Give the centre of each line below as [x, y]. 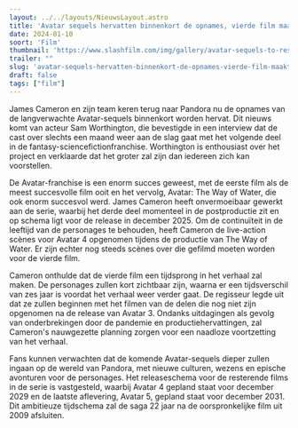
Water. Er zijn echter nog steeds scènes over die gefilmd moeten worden [142, 249]
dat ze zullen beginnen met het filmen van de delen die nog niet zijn [133, 304]
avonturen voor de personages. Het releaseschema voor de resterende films [149, 377]
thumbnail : [29, 51]
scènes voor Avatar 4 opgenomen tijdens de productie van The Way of [138, 239]
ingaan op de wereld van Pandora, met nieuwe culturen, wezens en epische [148, 368]
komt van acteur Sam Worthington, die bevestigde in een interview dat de [143, 127]
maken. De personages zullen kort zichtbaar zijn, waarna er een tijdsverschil [149, 284]
